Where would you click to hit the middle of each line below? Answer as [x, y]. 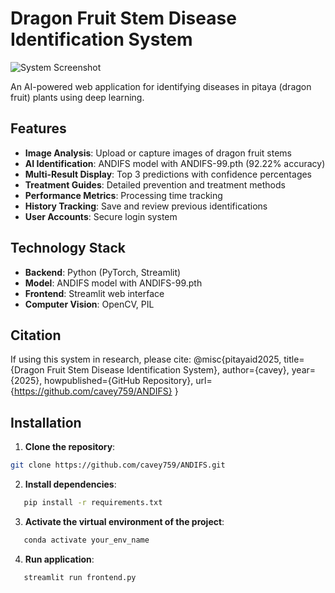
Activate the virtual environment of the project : [124, 521]
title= [294, 359]
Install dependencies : [70, 484]
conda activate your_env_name [86, 540]
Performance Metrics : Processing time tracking [123, 195]
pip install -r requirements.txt [93, 503]
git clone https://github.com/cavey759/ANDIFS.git [118, 465]
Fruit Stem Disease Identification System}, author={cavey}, [168, 370]
